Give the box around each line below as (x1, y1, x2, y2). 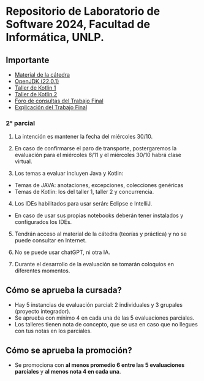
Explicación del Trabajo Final (14, 104, 88, 111)
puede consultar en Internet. (14, 237, 87, 244)
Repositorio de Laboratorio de (6, 4, 161, 18)
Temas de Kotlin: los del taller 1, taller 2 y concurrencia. (14, 188, 154, 196)
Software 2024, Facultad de (6, 17, 151, 31)
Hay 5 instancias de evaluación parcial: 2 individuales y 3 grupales (14, 301, 183, 309)
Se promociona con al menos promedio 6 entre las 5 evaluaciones (14, 361, 185, 369)
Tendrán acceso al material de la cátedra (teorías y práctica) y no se (14, 230, 187, 237)
